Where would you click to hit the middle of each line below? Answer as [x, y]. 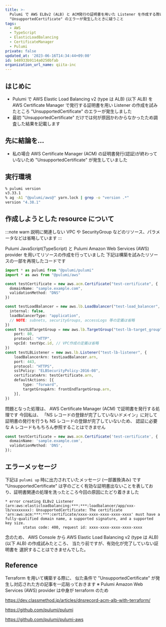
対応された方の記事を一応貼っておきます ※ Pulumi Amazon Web [78, 584]
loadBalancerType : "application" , [45, 315]
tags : [11, 23]
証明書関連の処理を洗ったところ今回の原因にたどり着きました [76, 492]
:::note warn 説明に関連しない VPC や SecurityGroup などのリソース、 [76, 232]
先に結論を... [25, 141]
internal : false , [27, 311]
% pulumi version [23, 188]
